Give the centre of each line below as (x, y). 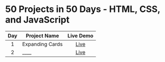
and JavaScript (37, 20)
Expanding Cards (42, 44)
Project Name (42, 35)
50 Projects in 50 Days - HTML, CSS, (83, 9)
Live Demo (80, 35)
